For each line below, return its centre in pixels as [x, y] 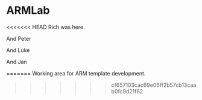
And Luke [18, 50]
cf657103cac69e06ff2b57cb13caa [154, 85]
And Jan [17, 62]
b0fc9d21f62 [127, 91]
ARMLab [28, 10]
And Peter [19, 38]
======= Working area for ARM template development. [76, 73]
